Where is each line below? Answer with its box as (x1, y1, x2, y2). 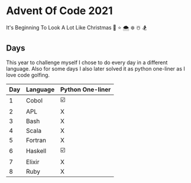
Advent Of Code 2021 (6, 4, 113, 18)
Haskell (26, 147, 47, 155)
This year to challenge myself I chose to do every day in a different (6, 59, 168, 66)
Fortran (26, 136, 46, 144)
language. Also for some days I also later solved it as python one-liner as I (6, 65, 185, 72)
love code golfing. (6, 71, 50, 78)
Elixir (26, 158, 40, 166)
